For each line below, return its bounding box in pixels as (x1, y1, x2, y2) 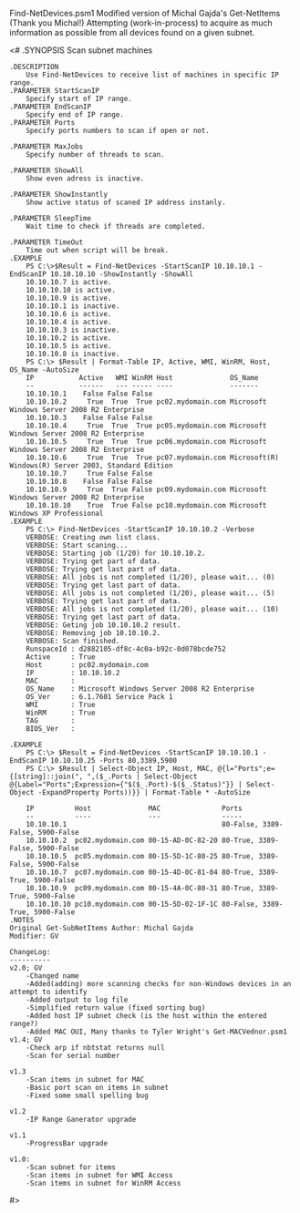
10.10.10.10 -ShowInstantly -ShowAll (49, 270, 194, 279)
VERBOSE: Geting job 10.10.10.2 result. (26, 621, 181, 630)
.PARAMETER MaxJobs (9, 142, 84, 151)
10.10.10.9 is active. (26, 293, 112, 303)
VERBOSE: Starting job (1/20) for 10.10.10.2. (26, 549, 206, 558)
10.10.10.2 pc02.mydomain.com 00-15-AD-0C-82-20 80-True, (26, 836, 255, 845)
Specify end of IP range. (26, 110, 125, 119)
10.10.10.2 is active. (26, 334, 112, 343)
